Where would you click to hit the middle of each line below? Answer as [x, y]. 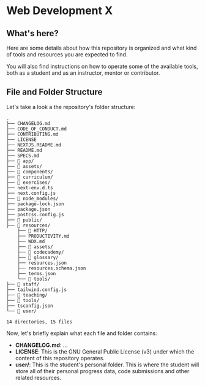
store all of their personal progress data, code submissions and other [102, 371]
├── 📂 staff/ [23, 284]
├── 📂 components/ [30, 172]
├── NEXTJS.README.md [34, 145]
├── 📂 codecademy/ [41, 252]
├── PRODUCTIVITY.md [43, 236]
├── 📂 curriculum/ [30, 177]
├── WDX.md [31, 241]
